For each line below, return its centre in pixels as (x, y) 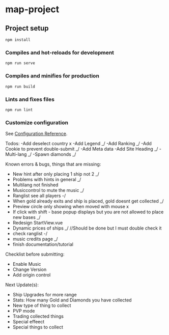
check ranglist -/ (30, 234)
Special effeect (29, 322)
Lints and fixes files (30, 99)
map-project (32, 9)
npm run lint (19, 110)
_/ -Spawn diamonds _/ (52, 154)
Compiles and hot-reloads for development (60, 52)
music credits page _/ (35, 239)
